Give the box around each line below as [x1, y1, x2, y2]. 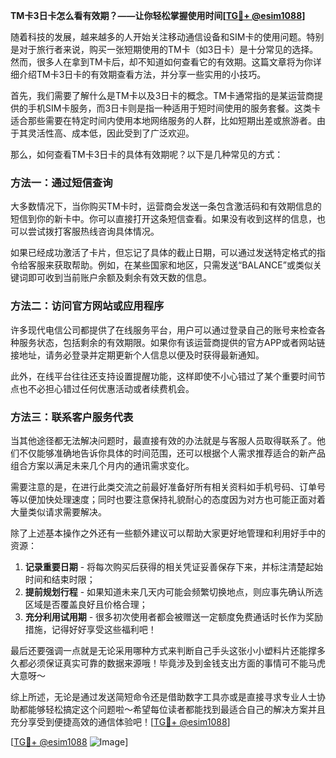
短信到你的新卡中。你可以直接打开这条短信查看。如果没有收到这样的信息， [10, 213, 317, 225]
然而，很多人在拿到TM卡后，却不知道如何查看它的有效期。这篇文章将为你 [10, 56, 313, 68]
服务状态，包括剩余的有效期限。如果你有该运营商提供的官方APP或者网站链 [18, 336, 326, 348]
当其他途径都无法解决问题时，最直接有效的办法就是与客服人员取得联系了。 [10, 434, 317, 446]
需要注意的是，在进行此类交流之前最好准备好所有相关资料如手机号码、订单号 [10, 480, 326, 493]
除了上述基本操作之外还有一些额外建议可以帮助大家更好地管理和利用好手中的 [10, 527, 326, 539]
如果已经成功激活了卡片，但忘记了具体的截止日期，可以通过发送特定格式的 [10, 247, 317, 259]
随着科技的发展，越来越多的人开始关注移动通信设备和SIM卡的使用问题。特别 [10, 31, 325, 43]
